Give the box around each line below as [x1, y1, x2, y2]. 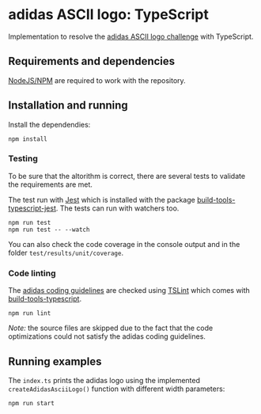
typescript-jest [8, 203, 57, 213]
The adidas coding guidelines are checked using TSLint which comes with [8, 286, 251, 295]
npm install [8, 135, 47, 143]
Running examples [8, 355, 102, 368]
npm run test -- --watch [8, 226, 90, 234]
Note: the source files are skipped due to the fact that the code [8, 323, 214, 333]
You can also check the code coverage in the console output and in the [8, 239, 240, 249]
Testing [8, 153, 38, 164]
